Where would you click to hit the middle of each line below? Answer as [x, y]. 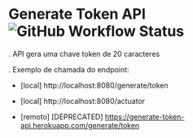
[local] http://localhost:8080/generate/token [94, 85]
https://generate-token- [145, 116]
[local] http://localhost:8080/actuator [82, 101]
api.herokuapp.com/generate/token [80, 125]
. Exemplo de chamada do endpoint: [69, 69]
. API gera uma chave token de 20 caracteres [84, 54]
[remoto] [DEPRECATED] [61, 116]
